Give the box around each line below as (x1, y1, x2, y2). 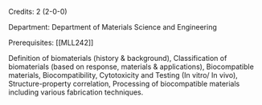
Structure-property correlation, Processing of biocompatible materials (8, 79, 240, 88)
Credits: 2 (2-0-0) (8, 7, 68, 16)
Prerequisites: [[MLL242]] (8, 38, 94, 47)
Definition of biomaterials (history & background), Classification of (8, 54, 227, 63)
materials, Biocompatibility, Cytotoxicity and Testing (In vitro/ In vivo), (8, 71, 239, 79)
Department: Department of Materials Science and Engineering (8, 22, 217, 31)
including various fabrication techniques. (8, 87, 144, 97)
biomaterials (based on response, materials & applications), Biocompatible (8, 62, 255, 71)
